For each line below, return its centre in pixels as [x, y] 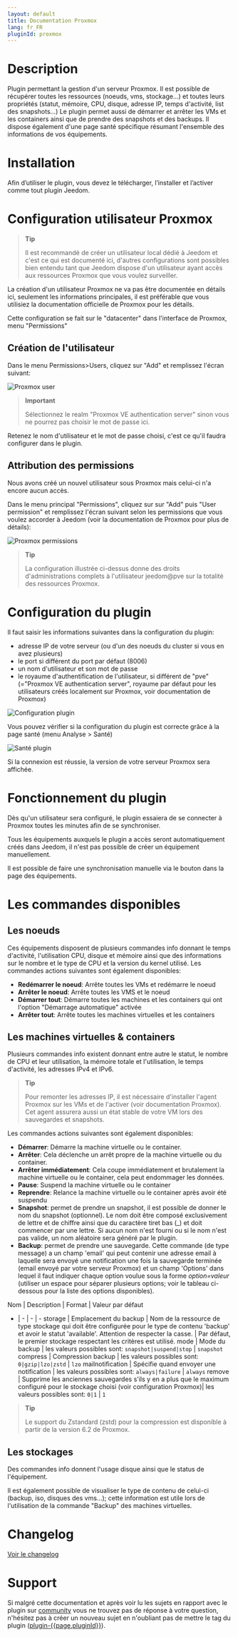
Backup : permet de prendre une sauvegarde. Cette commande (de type [123, 1246]
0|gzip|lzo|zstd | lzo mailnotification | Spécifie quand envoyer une [117, 1364]
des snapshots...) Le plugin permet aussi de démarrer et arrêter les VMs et [117, 112]
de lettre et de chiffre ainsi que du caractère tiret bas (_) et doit [110, 1223]
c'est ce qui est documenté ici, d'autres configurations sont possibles [127, 260]
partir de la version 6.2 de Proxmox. [77, 1430]
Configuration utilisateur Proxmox [110, 219]
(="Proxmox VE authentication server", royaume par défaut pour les [117, 683]
